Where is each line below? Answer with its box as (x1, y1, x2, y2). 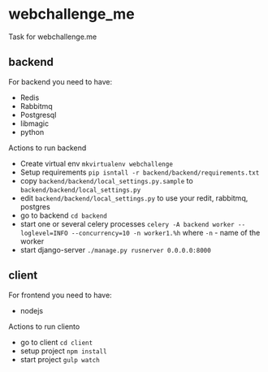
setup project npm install (19, 346, 107, 356)
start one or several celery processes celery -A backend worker (19, 218, 235, 228)
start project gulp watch (19, 354, 100, 364)
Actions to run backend (8, 143, 87, 153)
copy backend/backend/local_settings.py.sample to (19, 175, 193, 185)
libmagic (19, 119, 50, 128)
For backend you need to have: (8, 76, 113, 86)
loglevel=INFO (19, 229, 68, 237)
